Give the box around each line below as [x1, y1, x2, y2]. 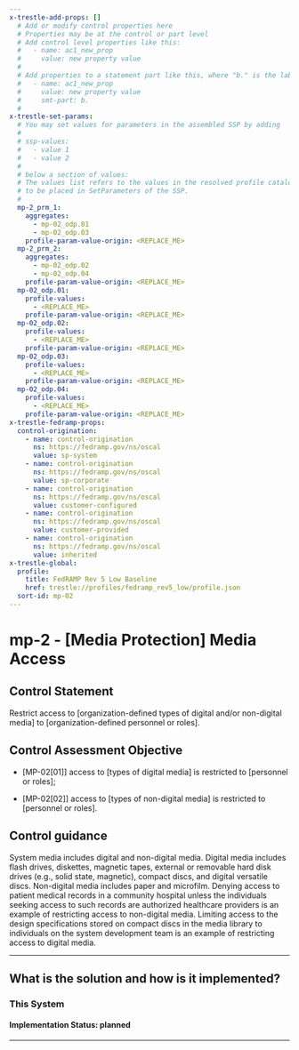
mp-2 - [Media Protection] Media [9, 630, 257, 650]
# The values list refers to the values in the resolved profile [17, 179, 265, 188]
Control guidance [9, 829, 109, 844]
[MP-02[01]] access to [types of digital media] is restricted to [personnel [21, 766, 288, 777]
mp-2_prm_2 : [17, 244, 62, 253]
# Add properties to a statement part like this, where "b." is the [17, 71, 277, 80]
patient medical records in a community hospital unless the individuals [9, 890, 267, 901]
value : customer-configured [32, 501, 138, 509]
